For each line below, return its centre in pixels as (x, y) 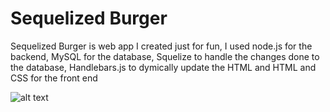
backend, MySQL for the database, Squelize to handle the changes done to (165, 56)
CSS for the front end (54, 78)
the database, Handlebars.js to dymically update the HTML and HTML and (163, 67)
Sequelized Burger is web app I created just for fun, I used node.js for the (161, 46)
